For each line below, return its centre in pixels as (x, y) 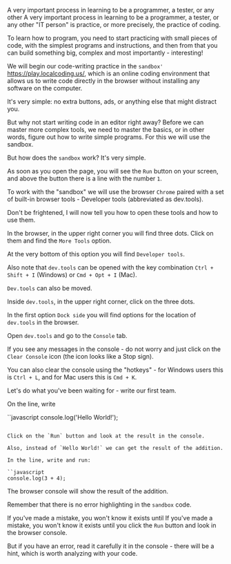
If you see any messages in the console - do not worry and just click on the (114, 349)
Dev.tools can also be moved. (50, 288)
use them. (21, 220)
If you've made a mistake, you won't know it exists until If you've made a (110, 518)
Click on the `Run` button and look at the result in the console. (106, 436)
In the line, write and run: (49, 460)
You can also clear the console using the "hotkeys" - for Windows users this (115, 370)
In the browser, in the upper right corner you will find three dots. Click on (110, 233)
